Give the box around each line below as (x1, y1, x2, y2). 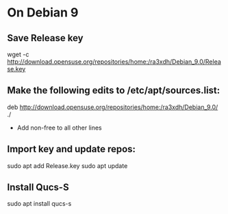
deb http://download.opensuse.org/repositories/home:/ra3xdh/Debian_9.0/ (7, 103, 218, 111)
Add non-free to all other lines (16, 123, 102, 132)
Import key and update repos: (7, 143, 136, 155)
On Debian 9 (7, 5, 79, 21)
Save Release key (7, 32, 84, 44)
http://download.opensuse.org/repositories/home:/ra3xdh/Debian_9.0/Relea (7, 58, 221, 66)
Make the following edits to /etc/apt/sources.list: (7, 84, 220, 97)
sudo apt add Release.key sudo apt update (7, 161, 128, 169)
